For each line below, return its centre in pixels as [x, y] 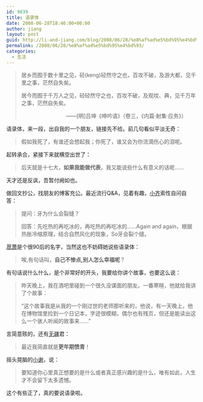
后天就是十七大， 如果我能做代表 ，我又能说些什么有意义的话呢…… [102, 167]
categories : [21, 51]
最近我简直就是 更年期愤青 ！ [56, 346]
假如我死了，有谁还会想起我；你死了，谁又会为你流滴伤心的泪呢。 [103, 141]
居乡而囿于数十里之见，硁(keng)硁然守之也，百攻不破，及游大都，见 [106, 75]
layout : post [23, 35]
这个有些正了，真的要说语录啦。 [46, 393]
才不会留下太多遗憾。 [47, 380]
